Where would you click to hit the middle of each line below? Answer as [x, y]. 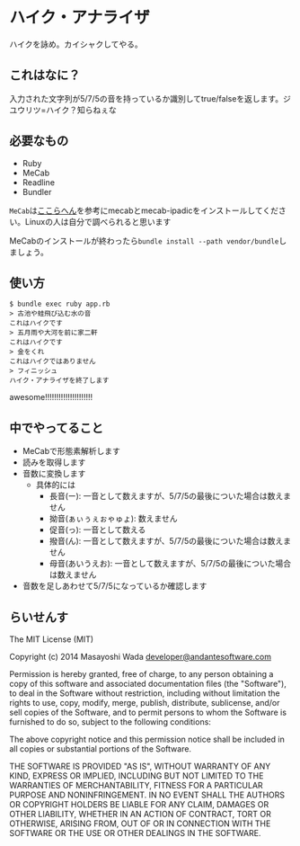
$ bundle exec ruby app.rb [60, 304]
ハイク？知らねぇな [81, 110]
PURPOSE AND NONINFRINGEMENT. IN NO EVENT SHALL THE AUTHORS [147, 795]
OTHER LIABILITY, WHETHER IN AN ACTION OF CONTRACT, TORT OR [140, 814]
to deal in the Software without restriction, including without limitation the [145, 693]
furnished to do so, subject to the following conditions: [110, 722]
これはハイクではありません [53, 361]
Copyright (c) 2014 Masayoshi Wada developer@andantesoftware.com [141, 657]
